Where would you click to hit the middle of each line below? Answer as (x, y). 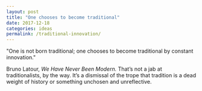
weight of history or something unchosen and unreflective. (79, 82)
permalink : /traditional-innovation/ (54, 34)
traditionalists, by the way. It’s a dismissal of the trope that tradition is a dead (101, 75)
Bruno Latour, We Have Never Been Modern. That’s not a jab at (84, 69)
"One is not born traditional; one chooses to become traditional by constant (100, 51)
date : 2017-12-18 (28, 23)
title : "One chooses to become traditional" (63, 17)
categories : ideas (29, 28)
